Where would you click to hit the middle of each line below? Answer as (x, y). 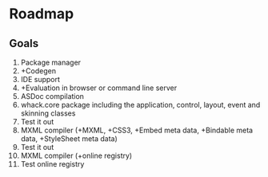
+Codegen (38, 71)
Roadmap (42, 14)
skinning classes (48, 113)
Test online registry (52, 164)
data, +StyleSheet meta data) (69, 139)
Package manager (51, 62)
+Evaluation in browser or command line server (99, 88)
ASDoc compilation (52, 96)
